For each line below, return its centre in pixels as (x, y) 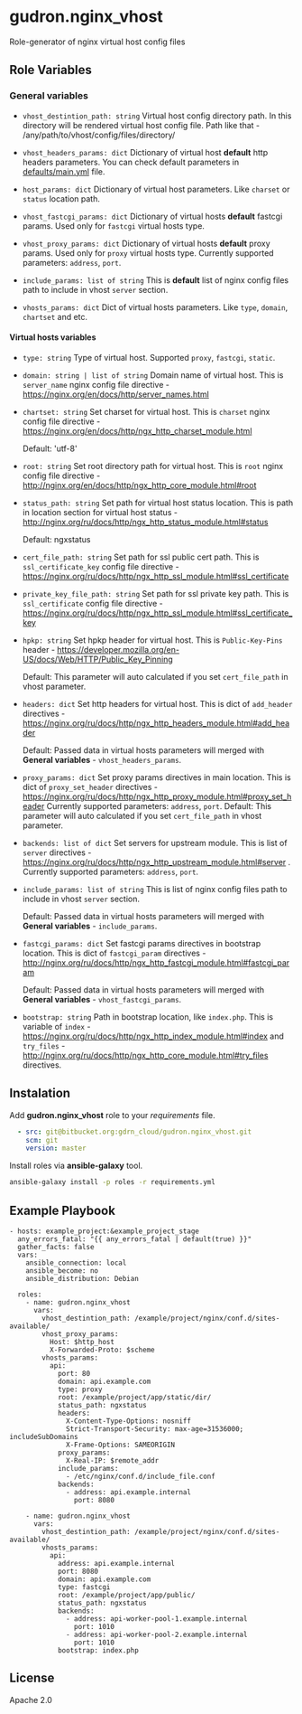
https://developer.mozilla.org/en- (119, 649)
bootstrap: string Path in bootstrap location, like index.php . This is (147, 1017)
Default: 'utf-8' (50, 448)
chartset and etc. (55, 316)
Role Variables (50, 70)
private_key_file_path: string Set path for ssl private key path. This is (156, 593)
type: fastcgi (84, 1587)
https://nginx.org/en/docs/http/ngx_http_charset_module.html (137, 430)
